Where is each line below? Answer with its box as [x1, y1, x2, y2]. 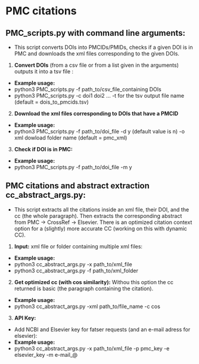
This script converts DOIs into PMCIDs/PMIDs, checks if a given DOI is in [14, 43, 193, 51]
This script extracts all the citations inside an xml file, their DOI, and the [14, 206, 189, 213]
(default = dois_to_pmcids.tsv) [14, 98, 89, 105]
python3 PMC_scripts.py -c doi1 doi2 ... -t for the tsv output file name [14, 92, 185, 99]
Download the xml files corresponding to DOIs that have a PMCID [14, 110, 179, 117]
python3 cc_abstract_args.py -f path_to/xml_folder [14, 267, 138, 274]
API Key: [14, 314, 36, 321]
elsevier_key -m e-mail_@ [14, 351, 78, 358]
